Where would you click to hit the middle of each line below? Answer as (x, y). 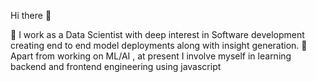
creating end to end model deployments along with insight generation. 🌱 (159, 45)
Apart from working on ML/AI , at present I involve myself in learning (151, 56)
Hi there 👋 (31, 15)
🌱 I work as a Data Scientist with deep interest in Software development (157, 34)
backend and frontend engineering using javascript (116, 66)
